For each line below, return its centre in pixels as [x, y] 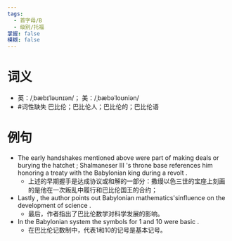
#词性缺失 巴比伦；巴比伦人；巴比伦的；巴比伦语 [88, 107]
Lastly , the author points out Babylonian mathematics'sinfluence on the [121, 198]
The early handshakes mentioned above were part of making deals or [118, 158]
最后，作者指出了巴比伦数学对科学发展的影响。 [96, 214]
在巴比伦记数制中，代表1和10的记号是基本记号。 [97, 230]
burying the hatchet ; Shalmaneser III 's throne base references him [115, 165]
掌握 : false [24, 33]
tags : [15, 14]
